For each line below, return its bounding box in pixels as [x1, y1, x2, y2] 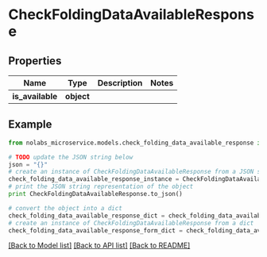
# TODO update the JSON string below [8, 153, 133, 161]
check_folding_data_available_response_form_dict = [8, 226, 183, 235]
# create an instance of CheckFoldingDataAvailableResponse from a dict [8, 219, 254, 227]
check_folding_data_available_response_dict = [8, 212, 165, 220]
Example [8, 117, 52, 132]
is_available [12, 91, 58, 102]
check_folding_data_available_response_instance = [8, 175, 180, 183]
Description [97, 78, 143, 88]
